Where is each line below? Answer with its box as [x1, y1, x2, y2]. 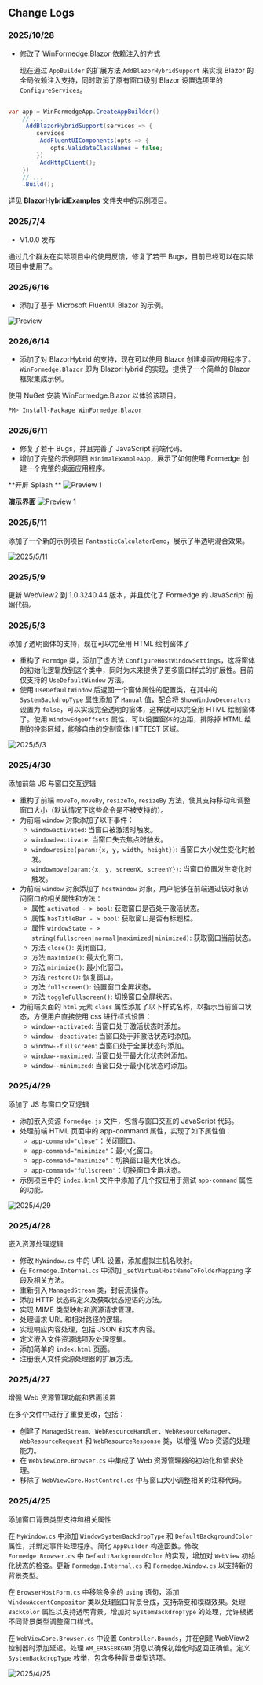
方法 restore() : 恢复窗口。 [31, 972, 118, 982]
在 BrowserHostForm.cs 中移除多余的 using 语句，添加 [8, 1587, 180, 1596]
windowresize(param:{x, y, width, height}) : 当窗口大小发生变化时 [31, 844, 249, 854]
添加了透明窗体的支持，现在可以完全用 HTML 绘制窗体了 [8, 639, 190, 648]
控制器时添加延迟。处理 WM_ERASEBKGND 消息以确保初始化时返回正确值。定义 [8, 1643, 250, 1653]
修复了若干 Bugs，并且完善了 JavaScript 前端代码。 [19, 444, 187, 453]
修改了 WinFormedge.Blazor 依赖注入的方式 [19, 49, 161, 58]
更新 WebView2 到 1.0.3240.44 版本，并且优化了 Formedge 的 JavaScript [8, 589, 245, 600]
